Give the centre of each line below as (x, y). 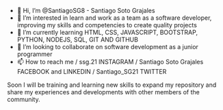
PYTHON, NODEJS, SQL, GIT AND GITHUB (78, 40)
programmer (35, 54)
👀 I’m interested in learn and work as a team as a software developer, (114, 18)
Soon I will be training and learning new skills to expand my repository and (112, 85)
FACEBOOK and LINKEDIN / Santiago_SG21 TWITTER (92, 71)
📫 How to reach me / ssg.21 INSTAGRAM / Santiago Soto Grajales (110, 62)
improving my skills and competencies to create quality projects (107, 25)
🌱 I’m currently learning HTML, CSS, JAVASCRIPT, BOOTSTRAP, (107, 32)
